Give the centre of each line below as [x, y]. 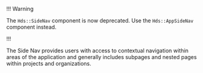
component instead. [31, 27]
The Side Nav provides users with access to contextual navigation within [98, 50]
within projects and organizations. [49, 64]
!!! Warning [20, 9]
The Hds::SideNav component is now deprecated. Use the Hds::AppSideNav [100, 20]
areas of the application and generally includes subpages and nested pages [101, 57]
